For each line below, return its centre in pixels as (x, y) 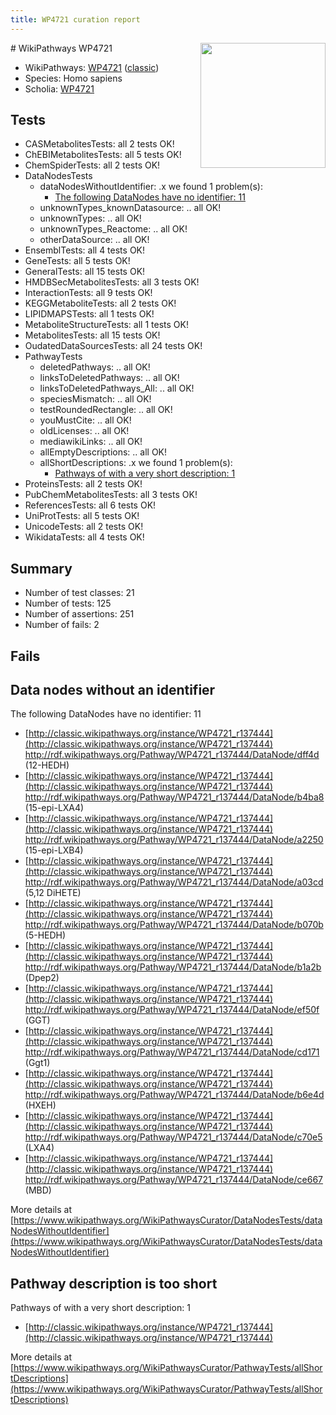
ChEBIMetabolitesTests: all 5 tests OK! (103, 155)
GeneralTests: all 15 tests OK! (85, 272)
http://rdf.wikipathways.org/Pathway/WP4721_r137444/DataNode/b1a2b (173, 967)
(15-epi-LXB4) (54, 850)
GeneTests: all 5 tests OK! (77, 261)
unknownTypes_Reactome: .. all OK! (113, 229)
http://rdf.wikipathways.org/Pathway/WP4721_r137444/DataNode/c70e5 (173, 1137)
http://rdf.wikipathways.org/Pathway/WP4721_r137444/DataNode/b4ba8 (174, 797)
